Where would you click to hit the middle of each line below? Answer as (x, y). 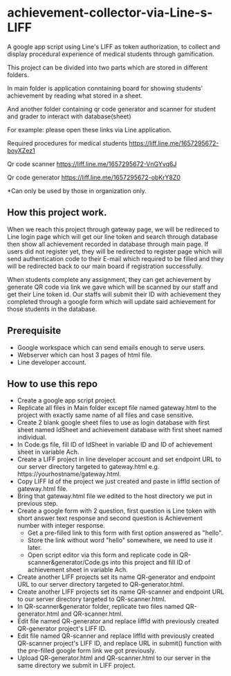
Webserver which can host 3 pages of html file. (85, 355)
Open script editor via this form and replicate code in (103, 555)
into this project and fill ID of (150, 562)
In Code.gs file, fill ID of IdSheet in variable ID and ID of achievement (115, 445)
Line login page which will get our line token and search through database (112, 236)
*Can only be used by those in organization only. (77, 190)
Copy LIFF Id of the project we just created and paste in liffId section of (118, 481)
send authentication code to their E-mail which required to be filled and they (115, 258)
